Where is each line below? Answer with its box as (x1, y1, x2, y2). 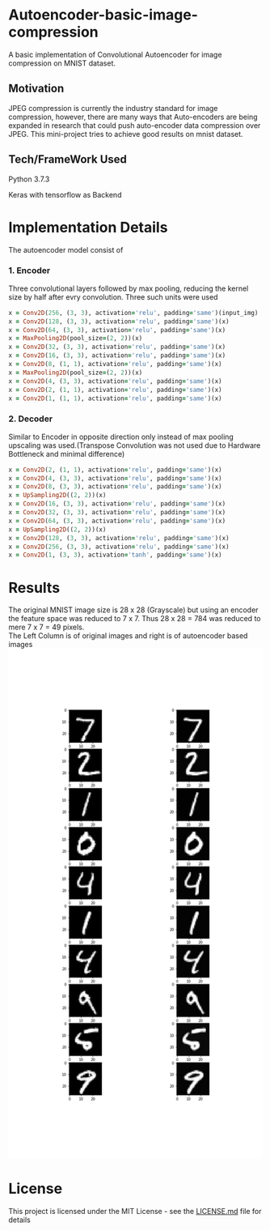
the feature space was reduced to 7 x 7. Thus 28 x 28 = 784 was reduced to (8, 614, 261, 624)
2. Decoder (8, 413, 53, 424)
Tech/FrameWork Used (8, 152, 128, 167)
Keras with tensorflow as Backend (8, 190, 122, 199)
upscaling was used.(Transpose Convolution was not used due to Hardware (8, 440, 261, 450)
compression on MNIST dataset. (8, 58, 116, 68)
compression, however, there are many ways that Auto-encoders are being (8, 112, 258, 121)
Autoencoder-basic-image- (8, 6, 198, 24)
